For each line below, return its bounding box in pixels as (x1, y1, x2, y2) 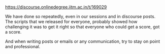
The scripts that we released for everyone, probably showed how (5, 19, 138, 24)
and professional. (5, 44, 40, 49)
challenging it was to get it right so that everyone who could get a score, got (5, 24, 160, 30)
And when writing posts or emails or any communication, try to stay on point (5, 38, 160, 44)
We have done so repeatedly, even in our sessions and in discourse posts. (5, 14, 156, 19)
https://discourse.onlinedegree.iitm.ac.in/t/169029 (5, 4, 107, 10)
